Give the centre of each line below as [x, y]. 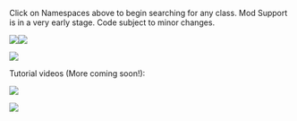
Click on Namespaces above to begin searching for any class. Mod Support [148, 13]
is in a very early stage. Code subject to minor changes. [112, 22]
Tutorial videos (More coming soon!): [77, 73]
